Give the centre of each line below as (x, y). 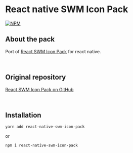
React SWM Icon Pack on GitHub (39, 89)
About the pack (30, 39)
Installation (23, 115)
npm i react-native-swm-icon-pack (42, 145)
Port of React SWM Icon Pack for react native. (53, 51)
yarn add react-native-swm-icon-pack (45, 127)
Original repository (36, 77)
